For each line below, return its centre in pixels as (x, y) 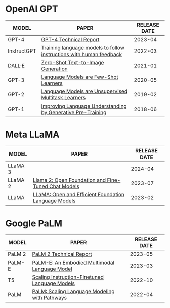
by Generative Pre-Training (74, 112)
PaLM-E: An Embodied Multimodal (73, 262)
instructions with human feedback (82, 54)
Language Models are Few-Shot (80, 77)
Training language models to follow (83, 47)
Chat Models (64, 186)
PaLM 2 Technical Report (62, 254)
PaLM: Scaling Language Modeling (73, 291)
